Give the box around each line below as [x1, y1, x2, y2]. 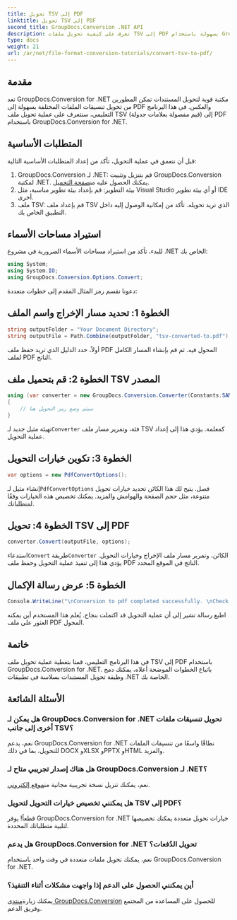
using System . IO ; [7, 267, 59, 274]
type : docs [7, 37, 39, 44]
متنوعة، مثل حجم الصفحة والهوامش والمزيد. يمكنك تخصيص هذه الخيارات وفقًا [7, 491, 210, 500]
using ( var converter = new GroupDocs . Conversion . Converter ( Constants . [7, 392, 222, 400]
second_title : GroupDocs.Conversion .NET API [7, 23, 143, 30]
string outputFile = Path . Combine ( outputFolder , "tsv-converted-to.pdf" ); [7, 332, 232, 339]
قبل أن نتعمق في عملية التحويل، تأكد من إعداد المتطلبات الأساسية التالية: [7, 156, 197, 165]
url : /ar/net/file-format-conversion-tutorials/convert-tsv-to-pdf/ [7, 50, 213, 57]
